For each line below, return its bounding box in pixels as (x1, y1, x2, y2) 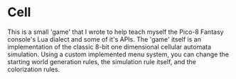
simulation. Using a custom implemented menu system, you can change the (7, 50, 230, 59)
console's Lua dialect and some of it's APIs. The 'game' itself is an (7, 35, 201, 43)
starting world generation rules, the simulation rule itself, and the (7, 57, 197, 66)
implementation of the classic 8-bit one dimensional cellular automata (7, 42, 212, 51)
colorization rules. (7, 65, 60, 73)
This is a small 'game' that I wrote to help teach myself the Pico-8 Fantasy (7, 28, 224, 36)
